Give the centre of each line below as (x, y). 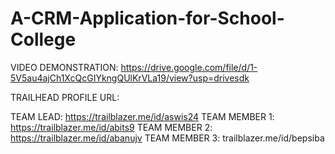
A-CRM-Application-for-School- (147, 18)
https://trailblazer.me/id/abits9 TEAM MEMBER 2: (111, 127)
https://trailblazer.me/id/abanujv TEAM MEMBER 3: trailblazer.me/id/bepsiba (167, 138)
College (43, 39)
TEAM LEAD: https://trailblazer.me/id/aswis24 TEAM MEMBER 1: (142, 116)
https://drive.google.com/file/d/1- (189, 67)
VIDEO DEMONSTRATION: (64, 67)
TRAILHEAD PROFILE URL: (65, 97)
